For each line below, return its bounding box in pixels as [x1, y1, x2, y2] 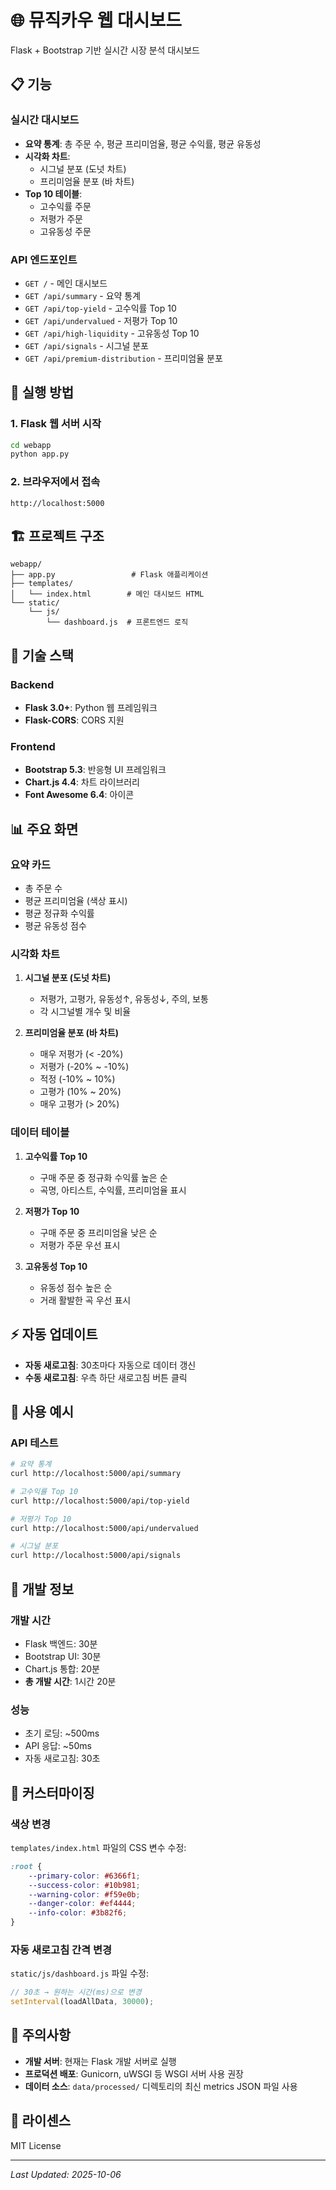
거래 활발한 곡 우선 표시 [39, 1294, 132, 1306]
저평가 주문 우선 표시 [39, 1239, 121, 1251]
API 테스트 [10, 1436, 59, 1450]
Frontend [10, 740, 56, 754]
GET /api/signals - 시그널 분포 [24, 339, 149, 351]
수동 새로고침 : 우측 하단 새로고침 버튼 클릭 [24, 1371, 188, 1383]
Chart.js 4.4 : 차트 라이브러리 [24, 776, 140, 788]
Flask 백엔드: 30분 [24, 1637, 98, 1650]
